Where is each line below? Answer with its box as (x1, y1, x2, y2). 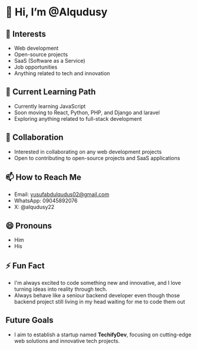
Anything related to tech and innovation (14, 70, 110, 76)
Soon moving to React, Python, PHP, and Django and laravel (14, 109, 160, 116)
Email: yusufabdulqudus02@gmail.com (14, 191, 110, 198)
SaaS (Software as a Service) (14, 57, 86, 64)
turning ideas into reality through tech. (14, 285, 107, 293)
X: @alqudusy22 (14, 204, 55, 211)
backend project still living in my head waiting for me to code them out (14, 298, 185, 306)
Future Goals (5, 315, 54, 325)
